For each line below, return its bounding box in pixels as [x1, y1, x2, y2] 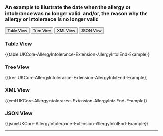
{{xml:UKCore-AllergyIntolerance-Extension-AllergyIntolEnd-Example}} [5, 98, 147, 103]
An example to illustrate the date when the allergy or [5, 4, 131, 11]
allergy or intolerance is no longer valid [5, 16, 99, 23]
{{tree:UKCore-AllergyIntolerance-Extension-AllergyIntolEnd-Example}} [5, 74, 148, 80]
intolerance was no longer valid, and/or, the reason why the [5, 10, 148, 17]
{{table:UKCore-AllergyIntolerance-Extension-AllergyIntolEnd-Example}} [5, 51, 150, 57]
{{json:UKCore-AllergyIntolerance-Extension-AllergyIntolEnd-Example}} [5, 121, 149, 127]
